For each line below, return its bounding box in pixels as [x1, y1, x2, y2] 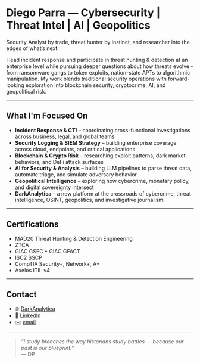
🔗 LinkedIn [14, 312, 41, 319]
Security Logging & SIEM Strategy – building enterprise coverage [14, 139, 177, 146]
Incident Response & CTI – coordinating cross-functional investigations [14, 126, 190, 134]
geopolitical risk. [6, 88, 47, 95]
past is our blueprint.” [20, 345, 74, 352]
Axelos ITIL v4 [14, 266, 51, 274]
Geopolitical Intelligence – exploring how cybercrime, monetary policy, [14, 177, 190, 184]
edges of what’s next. [6, 45, 60, 52]
